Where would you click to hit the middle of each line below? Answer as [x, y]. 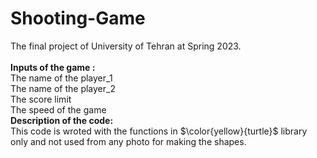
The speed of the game [58, 109]
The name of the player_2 [63, 88]
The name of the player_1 [61, 78]
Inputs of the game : [53, 67]
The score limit [41, 99]
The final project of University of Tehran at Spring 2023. [126, 46]
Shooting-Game [78, 18]
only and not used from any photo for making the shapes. [128, 141]
